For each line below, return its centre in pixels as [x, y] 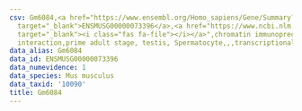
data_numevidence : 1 [48, 68]
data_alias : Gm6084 [46, 51]
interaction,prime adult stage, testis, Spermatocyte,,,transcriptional [156, 43]
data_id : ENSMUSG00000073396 [64, 59]
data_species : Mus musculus [62, 76]
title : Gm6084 [36, 92]
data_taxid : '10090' [48, 84]
